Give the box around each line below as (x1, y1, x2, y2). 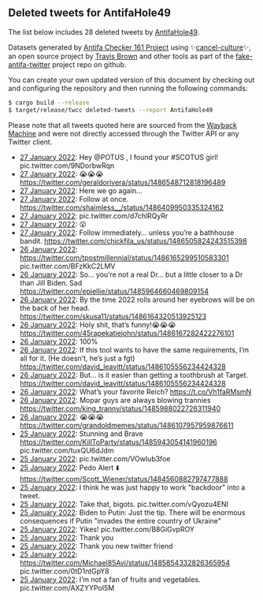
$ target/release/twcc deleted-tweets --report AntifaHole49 (8, 106, 213, 114)
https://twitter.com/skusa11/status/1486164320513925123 (19, 311, 207, 321)
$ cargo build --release (8, 99, 90, 106)
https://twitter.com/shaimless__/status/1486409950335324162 (19, 203, 224, 212)
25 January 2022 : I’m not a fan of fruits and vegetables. (19, 575, 201, 584)
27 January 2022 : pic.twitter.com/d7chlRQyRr (19, 211, 169, 220)
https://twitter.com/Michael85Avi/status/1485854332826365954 (19, 557, 231, 567)
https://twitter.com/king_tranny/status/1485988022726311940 (19, 404, 221, 413)
